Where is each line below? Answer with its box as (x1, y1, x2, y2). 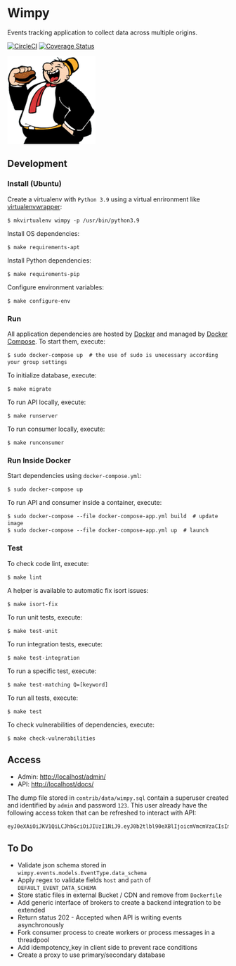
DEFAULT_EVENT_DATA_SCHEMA (17, 885, 97, 892)
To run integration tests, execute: (7, 639, 103, 648)
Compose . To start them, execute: (7, 337, 106, 346)
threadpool (17, 936, 50, 944)
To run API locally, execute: (7, 398, 86, 406)
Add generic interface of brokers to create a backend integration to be (17, 898, 221, 907)
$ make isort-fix (7, 601, 58, 608)
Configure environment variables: (7, 283, 104, 291)
